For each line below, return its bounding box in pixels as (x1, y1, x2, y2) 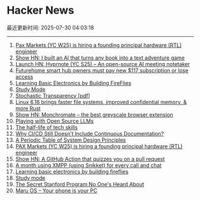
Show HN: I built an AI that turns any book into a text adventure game (15, 54, 185, 61)
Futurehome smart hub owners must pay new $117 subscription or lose (15, 67, 189, 74)
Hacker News (7, 4, 75, 17)
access (15, 73, 33, 80)
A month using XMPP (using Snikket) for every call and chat (15, 161, 162, 168)
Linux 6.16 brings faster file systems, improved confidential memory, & (15, 98, 187, 105)
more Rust (15, 105, 41, 112)
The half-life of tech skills (15, 123, 78, 131)
